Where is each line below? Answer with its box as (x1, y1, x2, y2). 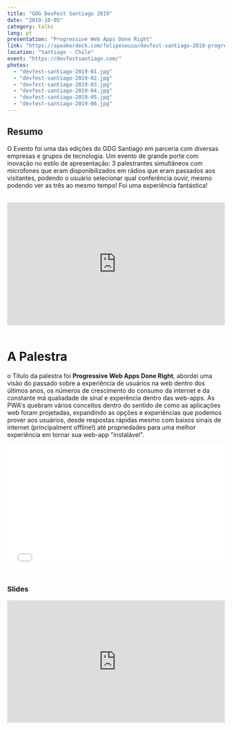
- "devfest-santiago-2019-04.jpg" (13, 87, 113, 94)
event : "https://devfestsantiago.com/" (7, 55, 122, 62)
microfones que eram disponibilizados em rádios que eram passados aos (7, 166, 215, 175)
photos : (7, 62, 30, 69)
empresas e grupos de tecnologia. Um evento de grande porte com (7, 152, 199, 160)
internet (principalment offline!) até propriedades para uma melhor (7, 423, 196, 431)
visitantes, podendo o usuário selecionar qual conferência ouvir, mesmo (7, 174, 213, 182)
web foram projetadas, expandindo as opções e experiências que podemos (7, 409, 222, 417)
